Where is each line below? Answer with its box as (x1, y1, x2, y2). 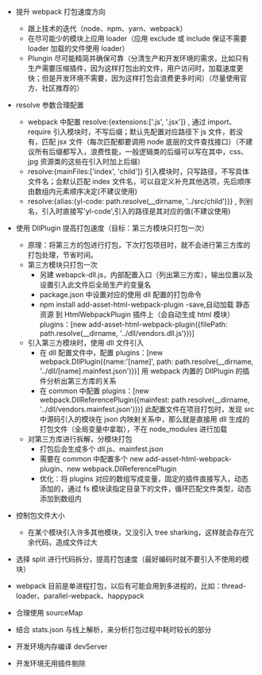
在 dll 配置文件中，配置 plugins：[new (39, 348, 164, 357)
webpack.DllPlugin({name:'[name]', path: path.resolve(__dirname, (39, 357, 254, 366)
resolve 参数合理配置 (15, 100, 84, 110)
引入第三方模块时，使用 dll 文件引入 (27, 338, 144, 347)
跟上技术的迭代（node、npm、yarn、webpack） (27, 24, 187, 33)
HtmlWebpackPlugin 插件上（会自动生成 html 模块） (64, 310, 235, 319)
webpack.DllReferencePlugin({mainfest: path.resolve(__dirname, (39, 395, 250, 404)
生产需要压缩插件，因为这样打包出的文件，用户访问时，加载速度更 (27, 64, 244, 73)
